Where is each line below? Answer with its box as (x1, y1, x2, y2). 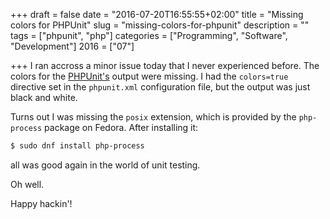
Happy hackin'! (10, 197, 73, 209)
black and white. (10, 92, 78, 103)
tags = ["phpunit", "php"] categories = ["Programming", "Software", (10, 30, 288, 41)
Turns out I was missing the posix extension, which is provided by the (10, 111, 297, 123)
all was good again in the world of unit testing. (10, 159, 201, 171)
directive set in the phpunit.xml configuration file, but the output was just (10, 81, 311, 93)
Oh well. (10, 178, 45, 190)
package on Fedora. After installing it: (44, 122, 199, 133)
